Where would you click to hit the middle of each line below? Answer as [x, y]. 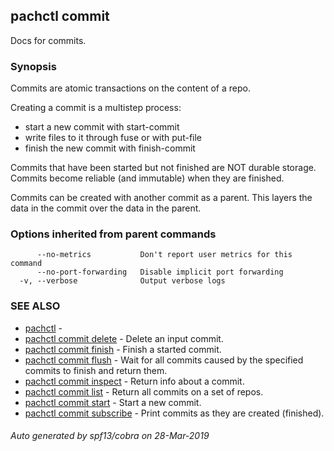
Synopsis [33, 66]
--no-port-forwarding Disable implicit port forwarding [160, 272]
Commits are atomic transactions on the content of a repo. [130, 88]
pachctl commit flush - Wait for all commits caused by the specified [164, 360]
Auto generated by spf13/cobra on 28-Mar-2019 [110, 436]
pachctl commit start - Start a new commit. [113, 402]
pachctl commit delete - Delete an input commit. [124, 338]
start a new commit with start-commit [102, 127]
